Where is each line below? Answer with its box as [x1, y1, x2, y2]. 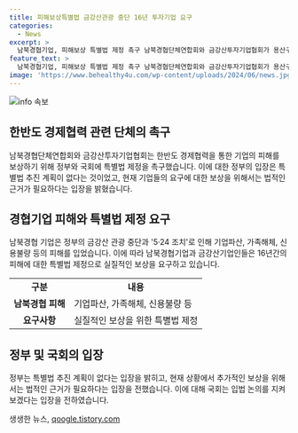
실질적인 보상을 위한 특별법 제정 [74, 314, 198, 327]
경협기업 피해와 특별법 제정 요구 [9, 211, 171, 226]
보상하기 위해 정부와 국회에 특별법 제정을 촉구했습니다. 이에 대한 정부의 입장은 [9, 161, 277, 171]
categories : [9, 21, 53, 30]
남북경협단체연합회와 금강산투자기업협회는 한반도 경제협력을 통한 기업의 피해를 [9, 150, 280, 161]
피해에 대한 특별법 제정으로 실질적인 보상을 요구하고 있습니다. [9, 259, 220, 270]
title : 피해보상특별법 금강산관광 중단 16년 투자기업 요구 [9, 12, 192, 22]
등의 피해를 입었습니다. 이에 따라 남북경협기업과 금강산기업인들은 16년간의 [32, 248, 287, 258]
